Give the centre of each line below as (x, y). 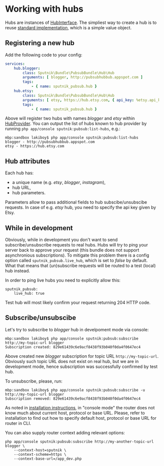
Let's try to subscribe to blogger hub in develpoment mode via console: (77, 329)
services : (15, 64)
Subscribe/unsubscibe (41, 318)
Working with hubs (44, 9)
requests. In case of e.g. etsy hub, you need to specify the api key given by (81, 207)
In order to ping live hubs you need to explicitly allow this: (63, 280)
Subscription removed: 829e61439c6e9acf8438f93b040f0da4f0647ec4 (73, 399)
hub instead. (18, 271)
